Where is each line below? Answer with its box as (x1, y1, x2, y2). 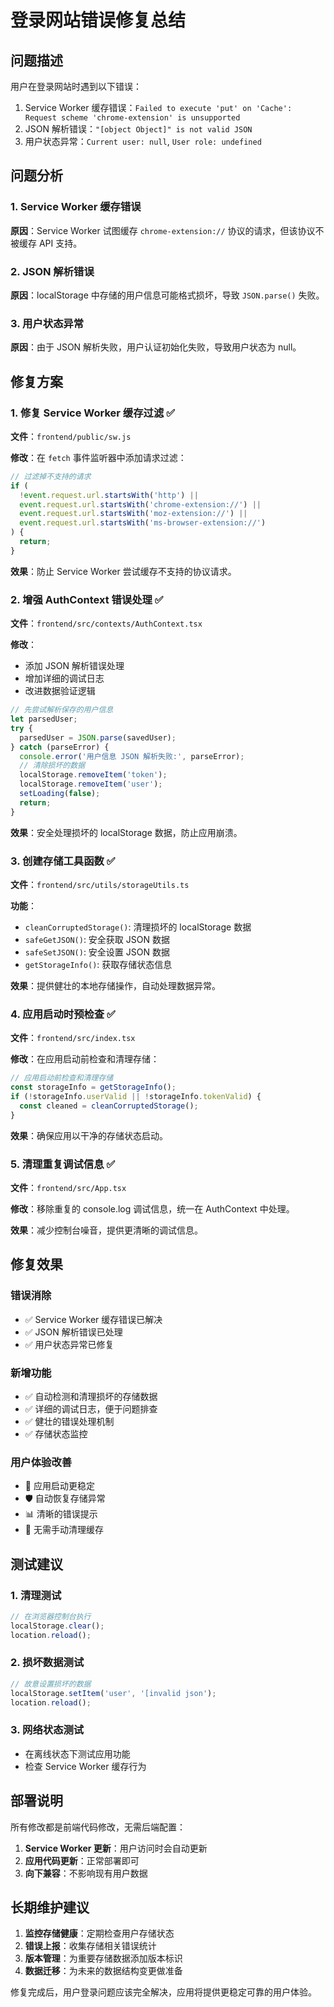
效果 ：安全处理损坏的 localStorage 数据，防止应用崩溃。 (10, 826, 243, 838)
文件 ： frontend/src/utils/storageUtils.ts (10, 878, 190, 890)
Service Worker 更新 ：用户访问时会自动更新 (24, 1842, 208, 1854)
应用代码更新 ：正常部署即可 (24, 1854, 140, 1866)
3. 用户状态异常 (10, 316, 85, 330)
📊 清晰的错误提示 (24, 1508, 98, 1520)
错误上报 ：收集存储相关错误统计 (24, 1940, 157, 1952)
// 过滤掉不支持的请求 (10, 471, 92, 481)
